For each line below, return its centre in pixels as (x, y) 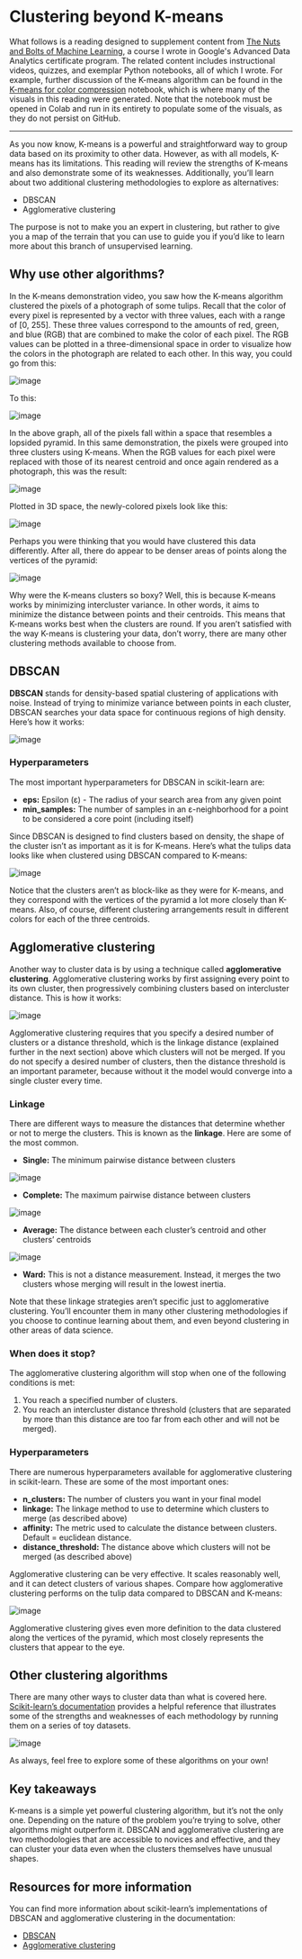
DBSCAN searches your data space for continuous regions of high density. (147, 712)
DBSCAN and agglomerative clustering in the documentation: (122, 1918)
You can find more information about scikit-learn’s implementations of (138, 1909)
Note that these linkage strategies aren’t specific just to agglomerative (139, 1301)
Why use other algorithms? (87, 274)
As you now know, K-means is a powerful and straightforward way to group (148, 144)
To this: (23, 397)
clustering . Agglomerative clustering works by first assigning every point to (150, 979)
